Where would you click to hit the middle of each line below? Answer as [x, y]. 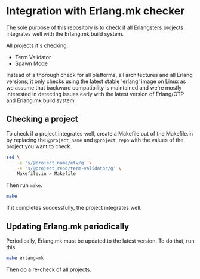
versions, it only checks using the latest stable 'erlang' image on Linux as [96, 81]
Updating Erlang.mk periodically [68, 226]
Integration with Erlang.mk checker [96, 11]
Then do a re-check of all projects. [49, 269]
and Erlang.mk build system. [41, 100]
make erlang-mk [25, 258]
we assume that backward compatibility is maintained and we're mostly [94, 87]
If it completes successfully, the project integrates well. [74, 208]
